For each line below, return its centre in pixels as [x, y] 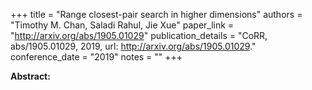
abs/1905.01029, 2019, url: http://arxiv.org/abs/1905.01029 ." [133, 46]
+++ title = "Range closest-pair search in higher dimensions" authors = [156, 14]
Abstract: [30, 76]
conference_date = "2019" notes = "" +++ [96, 57]
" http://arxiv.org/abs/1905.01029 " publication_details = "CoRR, [139, 35]
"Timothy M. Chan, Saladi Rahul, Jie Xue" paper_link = [122, 25]
